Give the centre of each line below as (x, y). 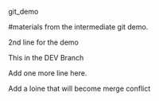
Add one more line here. (48, 73)
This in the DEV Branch (46, 58)
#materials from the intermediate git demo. (78, 27)
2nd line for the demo (44, 42)
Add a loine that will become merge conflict (79, 88)
